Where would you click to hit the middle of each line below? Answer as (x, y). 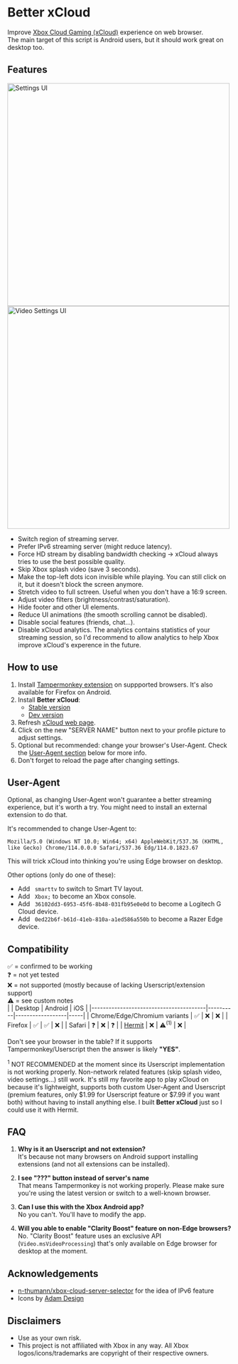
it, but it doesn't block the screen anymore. (81, 584)
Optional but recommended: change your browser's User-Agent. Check (122, 745)
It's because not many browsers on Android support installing (108, 1157)
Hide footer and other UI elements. (68, 607)
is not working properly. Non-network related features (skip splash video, (115, 1072)
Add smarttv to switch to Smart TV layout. (80, 889)
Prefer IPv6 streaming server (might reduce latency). (95, 546)
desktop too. (26, 47)
